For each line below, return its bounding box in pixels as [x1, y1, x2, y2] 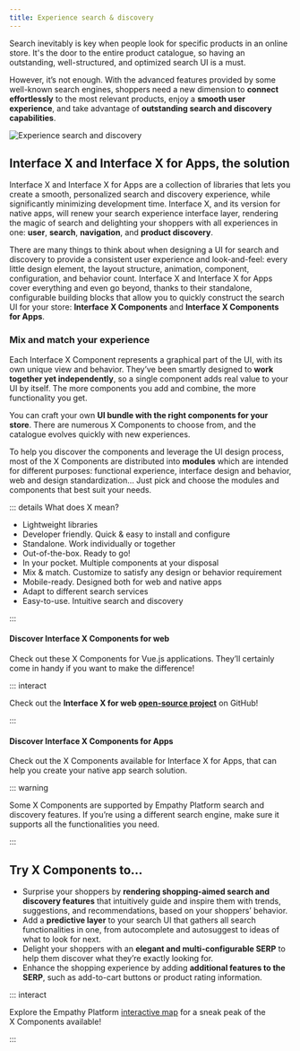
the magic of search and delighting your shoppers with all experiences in [9, 217, 279, 229]
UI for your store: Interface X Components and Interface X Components [9, 302, 279, 312]
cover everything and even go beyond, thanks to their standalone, [9, 283, 253, 293]
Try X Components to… [9, 863, 143, 878]
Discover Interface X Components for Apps [9, 735, 174, 746]
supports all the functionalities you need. [9, 819, 159, 830]
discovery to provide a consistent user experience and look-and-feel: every [9, 254, 288, 265]
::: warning [9, 783, 49, 793]
